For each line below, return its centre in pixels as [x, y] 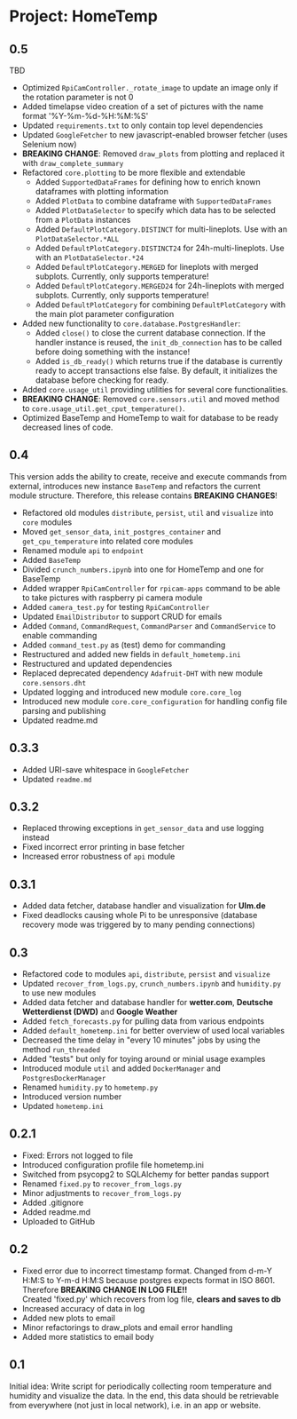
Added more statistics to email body [88, 1336]
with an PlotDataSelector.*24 [90, 258]
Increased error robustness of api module [98, 856]
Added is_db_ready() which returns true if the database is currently [159, 361]
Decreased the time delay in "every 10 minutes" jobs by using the [141, 1040]
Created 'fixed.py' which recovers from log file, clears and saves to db [152, 1299]
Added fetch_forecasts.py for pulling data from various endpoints [143, 1021]
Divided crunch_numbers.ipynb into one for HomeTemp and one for [143, 569]
